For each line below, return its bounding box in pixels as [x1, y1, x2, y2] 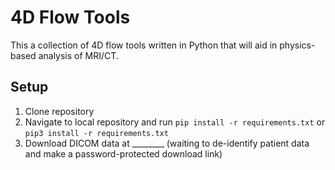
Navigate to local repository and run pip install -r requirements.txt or [24, 116, 326, 128]
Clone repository [24, 105, 95, 117]
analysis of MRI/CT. [38, 49, 119, 61]
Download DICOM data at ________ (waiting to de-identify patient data [24, 137, 310, 149]
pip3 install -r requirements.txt [24, 128, 169, 138]
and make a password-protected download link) [24, 147, 223, 160]
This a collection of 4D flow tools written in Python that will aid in [10, 39, 278, 51]
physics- [279, 39, 316, 51]
